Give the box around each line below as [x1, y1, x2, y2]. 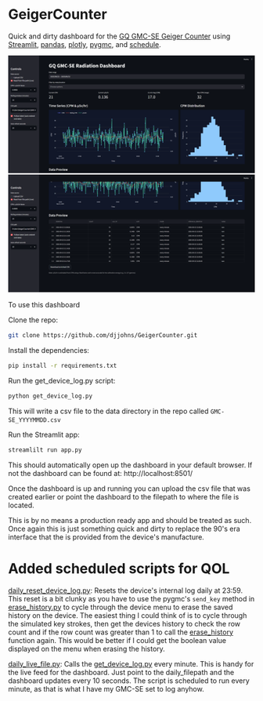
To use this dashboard [8, 300, 81, 310]
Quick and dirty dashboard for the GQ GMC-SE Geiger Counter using [8, 31, 231, 41]
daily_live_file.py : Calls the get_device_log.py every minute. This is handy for [8, 659, 254, 668]
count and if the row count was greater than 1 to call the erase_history [8, 627, 233, 637]
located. [8, 500, 34, 510]
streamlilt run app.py [8, 445, 82, 454]
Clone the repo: [8, 315, 59, 325]
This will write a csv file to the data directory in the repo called [8, 406, 209, 416]
